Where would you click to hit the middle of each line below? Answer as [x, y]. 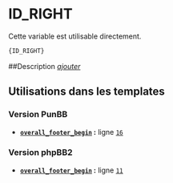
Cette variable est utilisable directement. [75, 36]
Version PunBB [38, 115]
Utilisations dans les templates [87, 92]
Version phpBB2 [41, 152]
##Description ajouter [44, 66]
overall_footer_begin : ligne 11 [71, 170]
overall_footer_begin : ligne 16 [71, 132]
